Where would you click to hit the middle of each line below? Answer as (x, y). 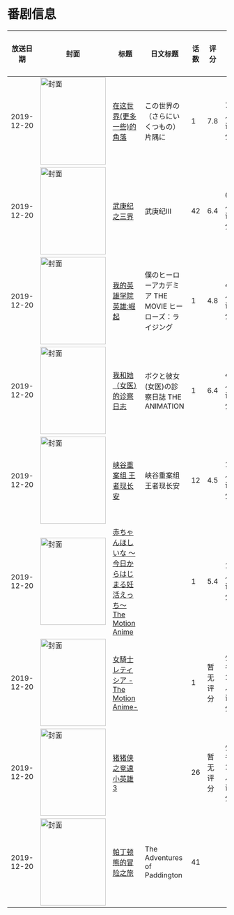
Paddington (164, 875)
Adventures (164, 857)
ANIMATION (164, 406)
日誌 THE (167, 397)
